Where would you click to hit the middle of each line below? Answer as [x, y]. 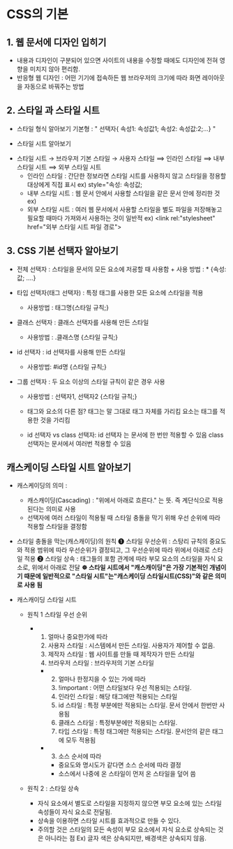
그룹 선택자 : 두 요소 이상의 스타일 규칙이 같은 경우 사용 [91, 382]
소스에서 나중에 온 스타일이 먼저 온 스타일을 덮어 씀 [127, 774]
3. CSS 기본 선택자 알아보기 [63, 251]
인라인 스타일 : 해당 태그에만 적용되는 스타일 [118, 697]
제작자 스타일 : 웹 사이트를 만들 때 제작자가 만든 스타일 [121, 654]
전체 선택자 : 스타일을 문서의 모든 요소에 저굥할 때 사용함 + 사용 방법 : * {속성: [121, 269]
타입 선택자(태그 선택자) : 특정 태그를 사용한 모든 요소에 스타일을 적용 [110, 292]
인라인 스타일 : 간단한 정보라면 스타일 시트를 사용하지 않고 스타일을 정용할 [127, 176]
